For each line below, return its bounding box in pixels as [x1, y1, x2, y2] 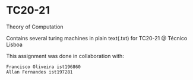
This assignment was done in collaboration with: [6, 52, 125, 59]
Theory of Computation [6, 23, 64, 30]
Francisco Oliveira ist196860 [6, 63, 81, 70]
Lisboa [6, 41, 23, 48]
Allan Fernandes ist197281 [6, 69, 73, 75]
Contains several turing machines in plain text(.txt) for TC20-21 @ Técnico [6, 34, 188, 41]
